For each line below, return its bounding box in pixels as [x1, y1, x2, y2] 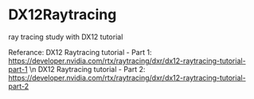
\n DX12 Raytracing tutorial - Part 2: [29, 64, 146, 73]
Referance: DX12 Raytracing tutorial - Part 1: [8, 47, 152, 57]
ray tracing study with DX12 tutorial [8, 32, 123, 42]
